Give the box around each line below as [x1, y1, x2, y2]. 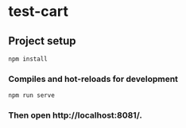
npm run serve [8, 91, 56, 99]
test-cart [8, 2, 69, 21]
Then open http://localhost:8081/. [8, 110, 143, 121]
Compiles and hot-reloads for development [8, 73, 179, 84]
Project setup [8, 34, 77, 48]
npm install [8, 55, 48, 63]
